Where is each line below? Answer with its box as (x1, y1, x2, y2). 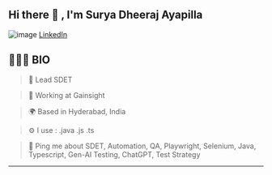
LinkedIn (39, 29, 67, 39)
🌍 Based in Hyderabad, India (28, 106, 126, 116)
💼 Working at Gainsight (28, 90, 105, 100)
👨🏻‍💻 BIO (8, 53, 51, 67)
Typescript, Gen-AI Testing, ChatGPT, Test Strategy (28, 149, 201, 159)
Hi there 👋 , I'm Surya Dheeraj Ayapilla (8, 8, 203, 22)
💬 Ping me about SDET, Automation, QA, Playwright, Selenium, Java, (28, 141, 257, 151)
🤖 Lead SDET (28, 75, 73, 84)
